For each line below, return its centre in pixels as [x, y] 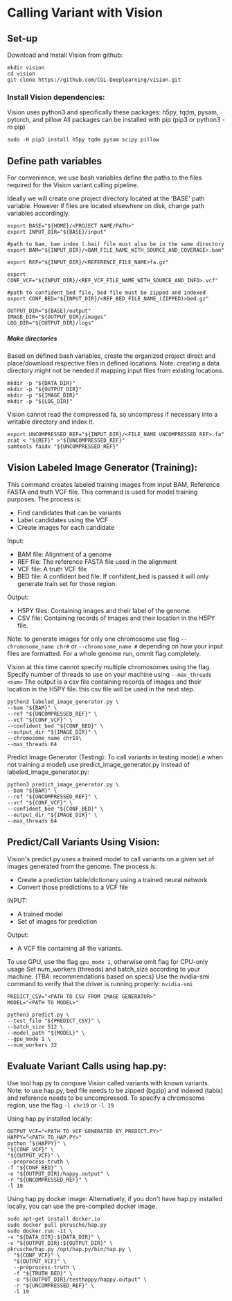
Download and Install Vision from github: [65, 55]
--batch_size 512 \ [35, 1027]
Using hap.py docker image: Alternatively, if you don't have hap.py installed [115, 1198]
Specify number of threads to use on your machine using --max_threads [110, 674]
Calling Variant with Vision [85, 13]
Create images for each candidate [66, 527]
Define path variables [55, 161]
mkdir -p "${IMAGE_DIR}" [43, 396]
